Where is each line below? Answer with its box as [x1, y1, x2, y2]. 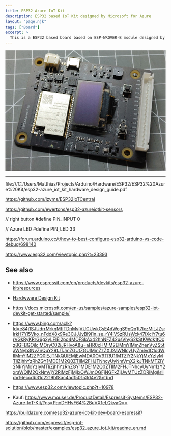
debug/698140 [5, 241, 37, 247]
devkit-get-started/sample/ [12, 310, 70, 316]
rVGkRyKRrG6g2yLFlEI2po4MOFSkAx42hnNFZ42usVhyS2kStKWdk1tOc [12, 336, 164, 342]
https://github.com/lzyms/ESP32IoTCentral [5, 196, 95, 202]
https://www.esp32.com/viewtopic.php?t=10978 [12, 384, 114, 391]
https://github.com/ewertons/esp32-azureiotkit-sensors [5, 206, 123, 212]
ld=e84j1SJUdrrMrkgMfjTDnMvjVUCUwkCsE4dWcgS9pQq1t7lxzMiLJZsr [12, 325, 165, 332]
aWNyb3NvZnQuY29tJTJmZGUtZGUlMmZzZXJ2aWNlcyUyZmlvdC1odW [12, 347, 165, 353]
